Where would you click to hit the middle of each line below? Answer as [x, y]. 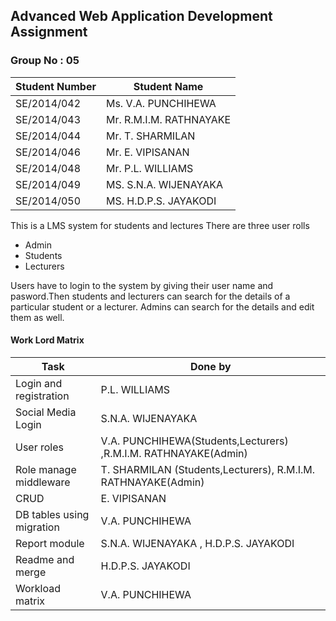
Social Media [46, 412]
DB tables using [52, 514]
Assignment [49, 32]
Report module [50, 543]
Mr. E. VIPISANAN [147, 152]
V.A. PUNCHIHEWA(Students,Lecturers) [194, 441]
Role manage [46, 469]
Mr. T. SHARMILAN [150, 136]
